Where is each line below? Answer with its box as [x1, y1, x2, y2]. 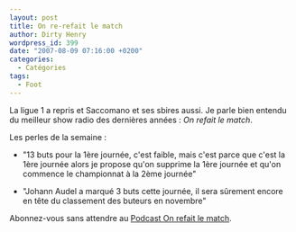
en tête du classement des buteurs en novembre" [22, 195, 207, 206]
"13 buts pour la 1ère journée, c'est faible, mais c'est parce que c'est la [22, 149, 286, 160]
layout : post [9, 13, 59, 22]
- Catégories [17, 64, 67, 73]
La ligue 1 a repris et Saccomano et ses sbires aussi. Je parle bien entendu [9, 104, 287, 115]
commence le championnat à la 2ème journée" [22, 168, 197, 179]
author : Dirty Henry [9, 30, 88, 39]
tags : [9, 72, 30, 81]
